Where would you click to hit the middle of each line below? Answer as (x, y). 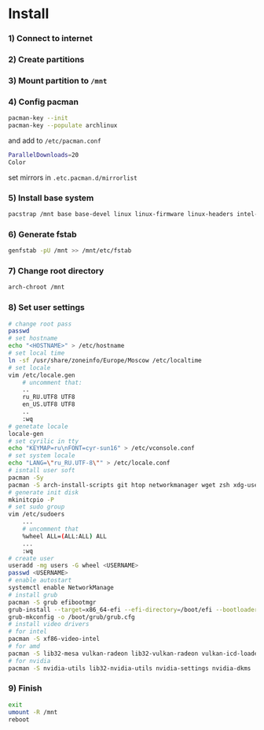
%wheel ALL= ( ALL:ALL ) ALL (65, 536)
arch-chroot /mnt (37, 287)
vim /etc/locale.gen (42, 375)
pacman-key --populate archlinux (63, 126)
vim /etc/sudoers (37, 514)
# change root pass (40, 324)
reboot (19, 719)
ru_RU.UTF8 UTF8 (49, 397)
